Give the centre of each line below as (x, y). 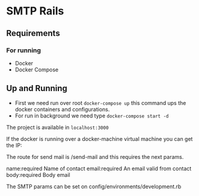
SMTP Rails (35, 11)
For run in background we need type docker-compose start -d (92, 116)
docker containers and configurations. (62, 109)
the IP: (14, 145)
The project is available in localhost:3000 (58, 127)
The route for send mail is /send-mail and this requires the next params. (95, 156)
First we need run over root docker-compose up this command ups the (100, 102)
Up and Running (37, 88)
